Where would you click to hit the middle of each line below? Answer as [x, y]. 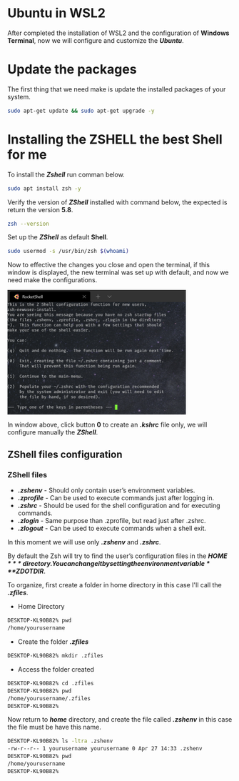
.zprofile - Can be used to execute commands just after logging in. [116, 498]
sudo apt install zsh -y [44, 188]
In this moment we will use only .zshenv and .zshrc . [84, 542]
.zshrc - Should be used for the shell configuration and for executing [119, 506]
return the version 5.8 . [40, 209]
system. [19, 96]
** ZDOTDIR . [27, 571]
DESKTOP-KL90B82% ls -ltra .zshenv [60, 741]
